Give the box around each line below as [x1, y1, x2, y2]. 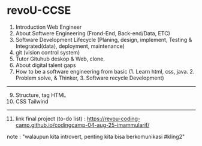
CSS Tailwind [15, 98, 49, 105]
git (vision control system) [15, 48, 80, 56]
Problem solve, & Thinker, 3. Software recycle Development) [15, 74, 164, 81]
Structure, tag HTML [15, 91, 67, 99]
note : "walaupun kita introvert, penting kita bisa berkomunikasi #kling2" [7, 133, 185, 140]
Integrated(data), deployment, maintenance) [15, 42, 125, 50]
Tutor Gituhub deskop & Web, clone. [15, 55, 105, 62]
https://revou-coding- [86, 115, 140, 122]
